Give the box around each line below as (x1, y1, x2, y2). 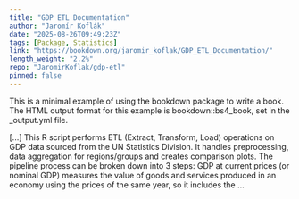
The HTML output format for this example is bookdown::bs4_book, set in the (9, 104, 290, 116)
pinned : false (9, 71, 62, 80)
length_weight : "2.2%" (9, 54, 94, 63)
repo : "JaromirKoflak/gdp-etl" (9, 63, 126, 72)
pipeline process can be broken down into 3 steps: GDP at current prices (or (9, 160, 290, 170)
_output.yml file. (9, 114, 69, 125)
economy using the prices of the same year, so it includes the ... (9, 179, 245, 190)
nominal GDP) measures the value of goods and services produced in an (9, 170, 277, 180)
